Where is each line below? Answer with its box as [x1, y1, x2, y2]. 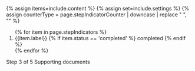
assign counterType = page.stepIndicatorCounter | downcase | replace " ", [6, 11, 187, 18]
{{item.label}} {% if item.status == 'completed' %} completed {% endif [14, 35, 186, 41]
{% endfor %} [14, 47, 49, 54]
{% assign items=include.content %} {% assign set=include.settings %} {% [6, 5, 190, 12]
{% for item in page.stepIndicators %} [14, 29, 107, 35]
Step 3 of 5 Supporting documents [6, 58, 90, 65]
